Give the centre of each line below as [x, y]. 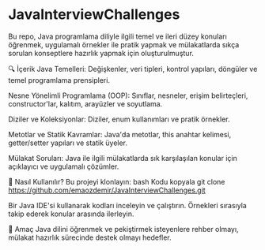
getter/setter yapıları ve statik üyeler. [68, 143]
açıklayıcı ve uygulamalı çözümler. [64, 166]
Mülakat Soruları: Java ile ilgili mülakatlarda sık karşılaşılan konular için [123, 158]
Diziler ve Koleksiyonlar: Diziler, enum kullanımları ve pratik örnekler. [119, 119]
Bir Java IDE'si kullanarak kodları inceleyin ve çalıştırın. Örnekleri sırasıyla [127, 205]
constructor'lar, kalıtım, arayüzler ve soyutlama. [85, 103]
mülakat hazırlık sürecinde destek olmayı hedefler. [90, 237]
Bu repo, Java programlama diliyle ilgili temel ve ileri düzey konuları [117, 36]
